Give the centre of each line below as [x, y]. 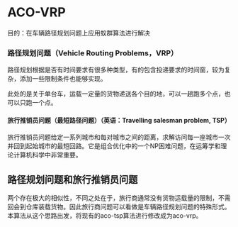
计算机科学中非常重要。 [47, 155]
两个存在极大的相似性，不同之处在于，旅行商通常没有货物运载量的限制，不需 [119, 198]
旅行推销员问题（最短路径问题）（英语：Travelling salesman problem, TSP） [119, 120]
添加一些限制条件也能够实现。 [63, 79]
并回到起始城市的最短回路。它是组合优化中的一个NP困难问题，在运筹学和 [114, 146]
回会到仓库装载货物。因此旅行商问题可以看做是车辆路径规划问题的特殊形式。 [119, 207]
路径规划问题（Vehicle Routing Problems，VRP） [93, 52]
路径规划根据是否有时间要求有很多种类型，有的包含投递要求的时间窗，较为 [116, 70]
